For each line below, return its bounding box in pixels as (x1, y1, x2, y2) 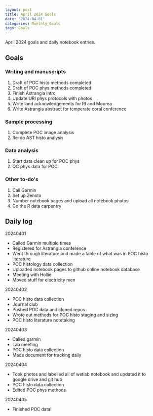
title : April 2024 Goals (5, 12, 56, 17)
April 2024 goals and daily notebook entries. (5, 39, 96, 45)
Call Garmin (12, 187, 37, 193)
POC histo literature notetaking (12, 317, 75, 323)
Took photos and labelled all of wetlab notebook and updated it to (12, 371, 146, 377)
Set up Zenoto (12, 192, 41, 198)
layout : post (5, 7, 32, 12)
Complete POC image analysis (12, 130, 74, 136)
